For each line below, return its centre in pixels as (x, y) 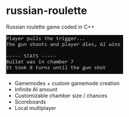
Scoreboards (30, 102)
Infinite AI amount (36, 89)
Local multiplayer (35, 108)
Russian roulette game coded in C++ (50, 27)
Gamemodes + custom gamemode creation (67, 83)
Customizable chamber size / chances (61, 95)
